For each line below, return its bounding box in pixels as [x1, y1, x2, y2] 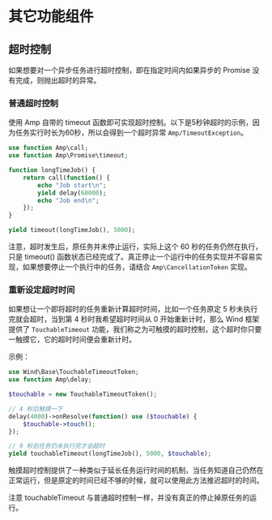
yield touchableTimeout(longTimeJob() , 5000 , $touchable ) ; [8, 449, 212, 458]
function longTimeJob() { [8, 166, 96, 174]
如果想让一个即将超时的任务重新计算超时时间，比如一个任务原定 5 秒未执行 [8, 304, 258, 314]
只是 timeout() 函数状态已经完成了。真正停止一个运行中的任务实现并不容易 [8, 252, 256, 262]
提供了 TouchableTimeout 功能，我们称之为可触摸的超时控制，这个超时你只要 [8, 324, 262, 334]
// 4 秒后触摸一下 [8, 405, 63, 413]
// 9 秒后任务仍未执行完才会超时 [8, 442, 105, 450]
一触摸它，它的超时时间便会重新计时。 [8, 334, 136, 345]
